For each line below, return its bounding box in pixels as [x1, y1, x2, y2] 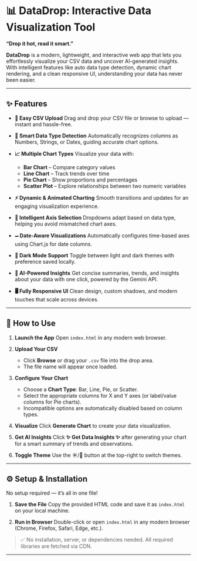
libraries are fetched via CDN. [20, 543, 92, 550]
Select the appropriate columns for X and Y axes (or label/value [23, 392, 177, 399]
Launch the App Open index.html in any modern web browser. [14, 334, 167, 341]
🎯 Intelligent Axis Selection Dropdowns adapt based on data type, [14, 214, 176, 221]
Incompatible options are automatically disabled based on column [23, 404, 183, 411]
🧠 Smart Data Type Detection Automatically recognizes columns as [14, 132, 178, 139]
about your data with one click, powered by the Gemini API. [14, 276, 158, 283]
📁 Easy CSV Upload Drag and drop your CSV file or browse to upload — [14, 115, 189, 122]
